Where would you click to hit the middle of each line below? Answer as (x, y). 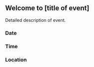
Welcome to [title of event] (47, 8)
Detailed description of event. (36, 20)
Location (16, 60)
